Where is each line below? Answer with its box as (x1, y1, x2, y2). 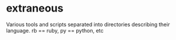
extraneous (6, 2, 64, 15)
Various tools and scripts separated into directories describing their (6, 21, 170, 28)
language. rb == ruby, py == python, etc (6, 27, 104, 34)
